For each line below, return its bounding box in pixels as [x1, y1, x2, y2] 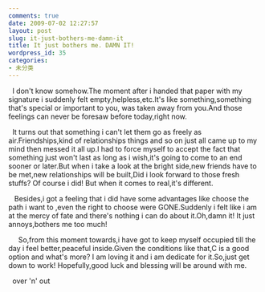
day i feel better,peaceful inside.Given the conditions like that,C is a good [8, 243, 250, 253]
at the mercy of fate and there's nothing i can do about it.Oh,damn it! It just [8, 210, 255, 221]
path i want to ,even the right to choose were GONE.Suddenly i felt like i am [8, 202, 257, 212]
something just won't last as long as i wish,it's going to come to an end [8, 152, 243, 162]
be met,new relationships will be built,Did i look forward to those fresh [8, 169, 240, 179]
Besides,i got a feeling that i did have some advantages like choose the [14, 193, 250, 203]
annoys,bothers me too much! [8, 219, 108, 229]
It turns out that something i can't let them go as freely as [11, 127, 202, 136]
